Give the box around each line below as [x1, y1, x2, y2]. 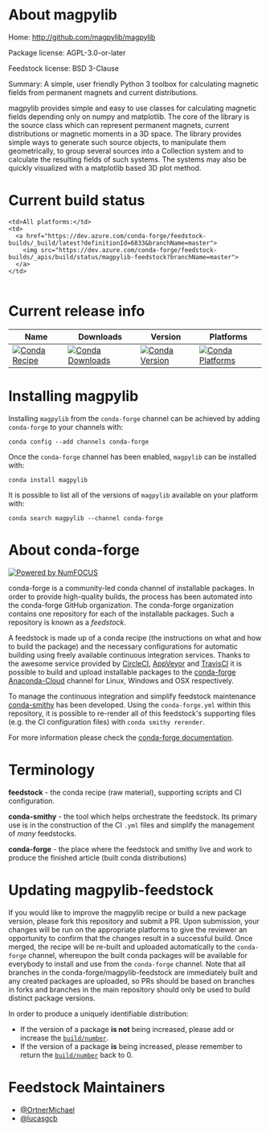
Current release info [8, 302, 145, 320]
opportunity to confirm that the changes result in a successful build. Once [8, 933, 253, 943]
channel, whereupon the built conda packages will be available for [27, 950, 247, 960]
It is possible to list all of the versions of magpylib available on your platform [8, 489, 259, 500]
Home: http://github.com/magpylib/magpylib [8, 32, 156, 42]
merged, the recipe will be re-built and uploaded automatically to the [8, 942, 235, 951]
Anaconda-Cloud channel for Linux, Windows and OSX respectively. [8, 675, 235, 685]
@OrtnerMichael [19, 1104, 75, 1114]
